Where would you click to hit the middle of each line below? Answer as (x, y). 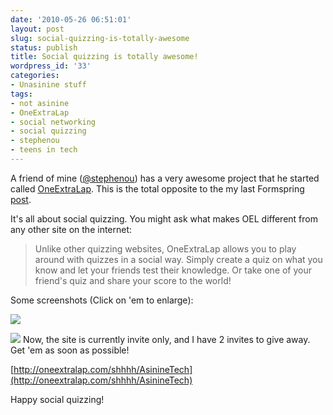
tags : (21, 94)
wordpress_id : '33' (51, 66)
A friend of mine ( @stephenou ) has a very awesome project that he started (165, 178)
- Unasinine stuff (48, 85)
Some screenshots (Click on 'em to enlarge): (102, 300)
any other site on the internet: (71, 229)
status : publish (44, 47)
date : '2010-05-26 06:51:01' (71, 19)
